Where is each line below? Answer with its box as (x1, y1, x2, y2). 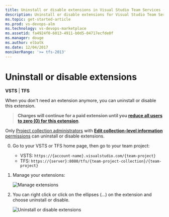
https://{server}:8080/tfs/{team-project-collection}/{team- (31, 159, 162, 164)
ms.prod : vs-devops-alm (5, 21, 55, 27)
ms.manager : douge (5, 36, 44, 41)
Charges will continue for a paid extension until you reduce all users (17, 113, 162, 119)
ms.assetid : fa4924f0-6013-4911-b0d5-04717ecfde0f (5, 31, 114, 36)
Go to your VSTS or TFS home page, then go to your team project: (12, 143, 150, 149)
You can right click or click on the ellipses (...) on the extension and (12, 192, 152, 198)
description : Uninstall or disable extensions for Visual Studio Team (5, 12, 156, 17)
